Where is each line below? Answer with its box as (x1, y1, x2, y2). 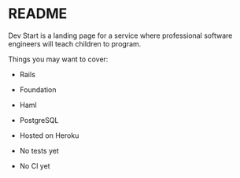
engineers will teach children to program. (8, 39, 142, 48)
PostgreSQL (19, 115, 59, 124)
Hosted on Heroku (19, 131, 79, 140)
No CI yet (19, 161, 50, 170)
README (8, 5, 68, 23)
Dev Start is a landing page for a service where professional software (8, 31, 233, 40)
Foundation (19, 84, 57, 95)
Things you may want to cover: (8, 54, 109, 64)
